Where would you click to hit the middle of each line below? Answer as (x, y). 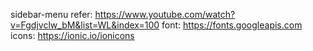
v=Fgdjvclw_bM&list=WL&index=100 (85, 25)
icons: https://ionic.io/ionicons (72, 35)
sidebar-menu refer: (51, 14)
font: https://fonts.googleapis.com (232, 25)
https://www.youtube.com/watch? (165, 14)
